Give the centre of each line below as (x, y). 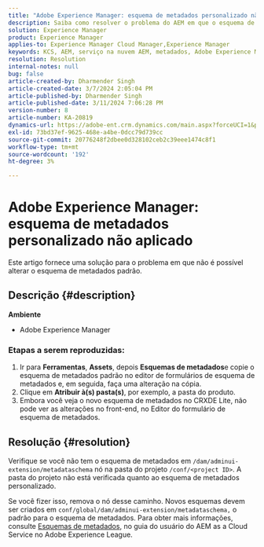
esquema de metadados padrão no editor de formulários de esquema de (137, 376)
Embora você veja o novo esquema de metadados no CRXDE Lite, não (133, 401)
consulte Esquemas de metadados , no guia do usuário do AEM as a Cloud (128, 526)
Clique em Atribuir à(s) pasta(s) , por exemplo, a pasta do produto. (127, 392)
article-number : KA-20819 (50, 118)
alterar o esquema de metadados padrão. (75, 271)
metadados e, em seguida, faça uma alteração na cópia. (110, 384)
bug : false (26, 74)
